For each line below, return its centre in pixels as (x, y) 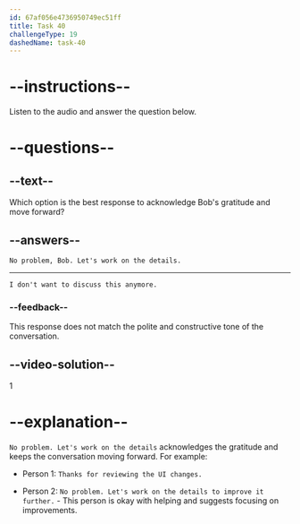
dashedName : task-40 (48, 43)
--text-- (31, 180)
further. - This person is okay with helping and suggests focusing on (150, 501)
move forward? (37, 212)
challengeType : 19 (43, 34)
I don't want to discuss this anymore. (83, 285)
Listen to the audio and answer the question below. (103, 112)
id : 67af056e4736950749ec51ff (66, 17)
